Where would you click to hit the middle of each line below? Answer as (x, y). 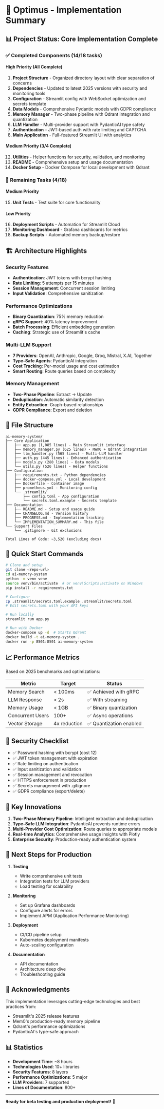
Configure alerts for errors (46, 910)
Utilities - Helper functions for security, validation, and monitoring (79, 157)
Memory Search (27, 692)
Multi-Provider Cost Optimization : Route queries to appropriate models (85, 829)
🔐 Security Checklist (37, 741)
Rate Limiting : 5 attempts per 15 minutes (53, 283)
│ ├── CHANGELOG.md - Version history (47, 513)
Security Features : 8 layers (40, 1072)
